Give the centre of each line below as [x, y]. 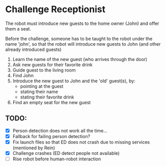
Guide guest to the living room [44, 70]
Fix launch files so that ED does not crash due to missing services [81, 142]
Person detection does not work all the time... [60, 130]
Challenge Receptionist [55, 9]
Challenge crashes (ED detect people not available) [66, 153]
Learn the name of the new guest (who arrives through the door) [80, 59]
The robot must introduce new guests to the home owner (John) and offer [82, 23]
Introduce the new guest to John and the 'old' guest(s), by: [74, 81]
